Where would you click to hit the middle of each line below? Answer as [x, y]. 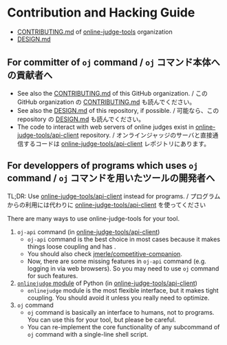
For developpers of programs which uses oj [102, 166]
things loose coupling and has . [72, 247]
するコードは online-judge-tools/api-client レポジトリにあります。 [117, 143]
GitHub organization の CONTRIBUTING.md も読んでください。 [106, 102]
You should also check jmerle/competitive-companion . [105, 253]
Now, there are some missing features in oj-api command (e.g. [117, 261]
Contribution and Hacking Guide [101, 13]
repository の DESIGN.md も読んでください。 [81, 119]
